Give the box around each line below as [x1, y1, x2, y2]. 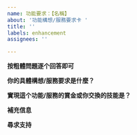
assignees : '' [7, 36, 48, 43]
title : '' [7, 23, 36, 30]
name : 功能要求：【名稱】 [7, 10, 71, 17]
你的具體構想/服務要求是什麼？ [7, 77, 95, 85]
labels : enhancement [7, 29, 67, 37]
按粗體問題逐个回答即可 [7, 62, 74, 70]
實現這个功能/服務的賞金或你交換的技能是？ [7, 91, 131, 100]
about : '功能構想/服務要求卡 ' [7, 17, 88, 24]
